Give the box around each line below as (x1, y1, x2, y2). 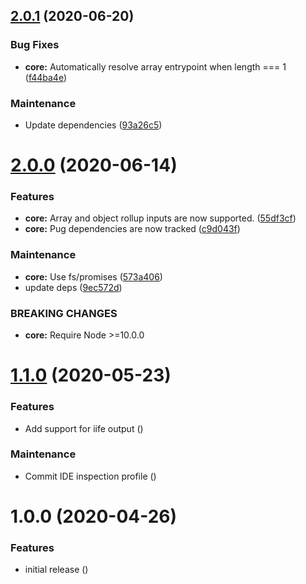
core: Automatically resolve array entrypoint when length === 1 (24, 60, 287, 73)
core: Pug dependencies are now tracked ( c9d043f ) (24, 223, 241, 235)
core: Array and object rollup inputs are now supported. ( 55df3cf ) (24, 212, 297, 224)
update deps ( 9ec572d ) (24, 281, 123, 293)
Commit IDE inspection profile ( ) (24, 470, 157, 482)
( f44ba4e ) (24, 71, 68, 83)
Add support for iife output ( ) (24, 422, 144, 434)
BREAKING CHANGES (10, 306, 118, 320)
